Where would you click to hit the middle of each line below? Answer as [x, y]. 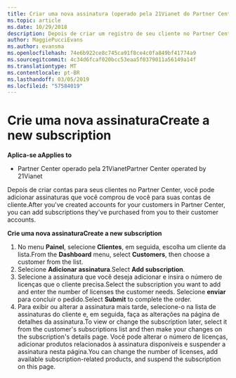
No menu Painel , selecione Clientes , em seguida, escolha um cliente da [122, 247]
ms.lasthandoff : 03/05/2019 [48, 79]
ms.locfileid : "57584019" [45, 86]
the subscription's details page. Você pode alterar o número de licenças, [123, 337]
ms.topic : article [34, 20]
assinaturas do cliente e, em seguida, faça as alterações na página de [118, 315]
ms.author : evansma [36, 46]
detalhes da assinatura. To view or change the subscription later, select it [122, 322]
